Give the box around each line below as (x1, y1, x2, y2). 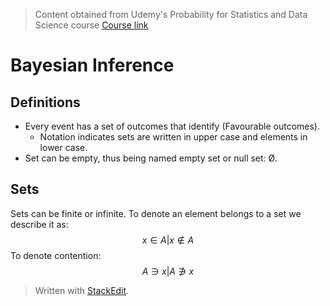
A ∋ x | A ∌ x (141, 265, 195, 277)
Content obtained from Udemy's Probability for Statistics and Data (34, 9, 308, 20)
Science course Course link (34, 19, 149, 31)
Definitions (10, 94, 81, 111)
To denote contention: (10, 249, 102, 261)
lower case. (39, 142, 88, 153)
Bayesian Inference (10, 54, 175, 77)
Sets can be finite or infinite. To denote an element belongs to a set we (10, 207, 302, 219)
